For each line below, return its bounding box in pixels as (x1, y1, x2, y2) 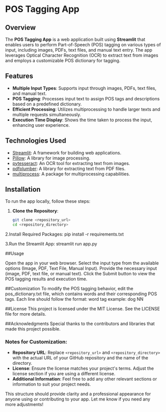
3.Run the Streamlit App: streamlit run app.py (5, 241, 97, 247)
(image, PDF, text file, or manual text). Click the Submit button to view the (5, 271, 156, 277)
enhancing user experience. (12, 122, 70, 128)
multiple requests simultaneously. (12, 111, 82, 117)
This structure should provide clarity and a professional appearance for (5, 391, 151, 397)
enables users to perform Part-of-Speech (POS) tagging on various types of (5, 42, 161, 48)
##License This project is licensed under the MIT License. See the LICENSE (5, 306, 160, 312)
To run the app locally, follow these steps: (5, 198, 90, 204)
